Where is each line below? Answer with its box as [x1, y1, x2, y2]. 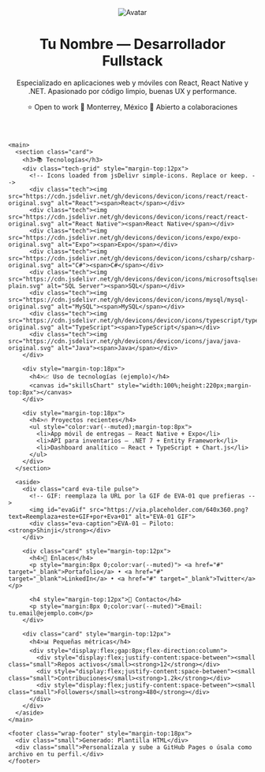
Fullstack [102, 52, 163, 70]
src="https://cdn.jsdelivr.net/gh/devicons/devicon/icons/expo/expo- [8, 233, 242, 241]
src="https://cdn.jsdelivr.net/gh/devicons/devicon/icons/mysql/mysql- [8, 296, 248, 304]
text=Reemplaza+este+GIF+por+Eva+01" [8, 513, 132, 520]
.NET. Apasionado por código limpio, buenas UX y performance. [28, 86, 237, 95]
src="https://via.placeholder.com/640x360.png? [89, 505, 248, 513]
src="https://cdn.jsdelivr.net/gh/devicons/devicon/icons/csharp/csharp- [8, 254, 256, 263]
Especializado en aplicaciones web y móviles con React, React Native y [17, 78, 248, 88]
